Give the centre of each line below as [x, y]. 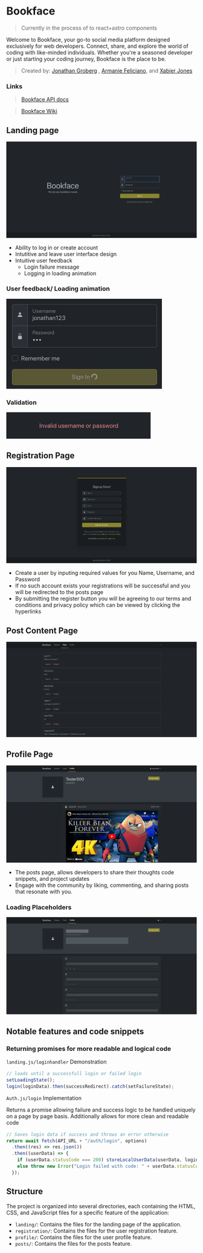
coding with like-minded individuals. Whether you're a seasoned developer [100, 52]
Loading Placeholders [39, 908]
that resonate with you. [43, 892]
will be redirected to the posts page [59, 592]
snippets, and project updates [52, 879]
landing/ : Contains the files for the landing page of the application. [98, 1224]
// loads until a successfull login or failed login [74, 1074]
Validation [22, 402]
